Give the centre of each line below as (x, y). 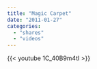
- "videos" (29, 39)
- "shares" (29, 32)
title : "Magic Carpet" (39, 13)
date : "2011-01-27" (35, 20)
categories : (24, 26)
